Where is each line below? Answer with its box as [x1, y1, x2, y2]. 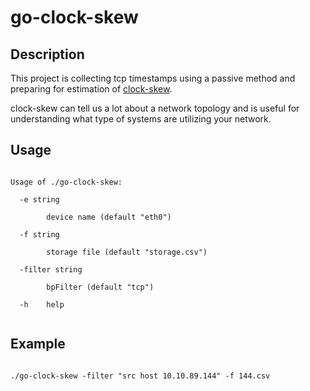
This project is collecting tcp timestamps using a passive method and [10, 72, 296, 84]
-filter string [19, 264, 83, 275]
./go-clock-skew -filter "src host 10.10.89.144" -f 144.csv [10, 371, 271, 381]
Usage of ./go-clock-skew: [10, 177, 123, 187]
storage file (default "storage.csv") [46, 247, 208, 257]
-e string [19, 194, 60, 205]
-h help [19, 299, 65, 310]
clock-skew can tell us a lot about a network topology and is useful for [10, 102, 300, 114]
